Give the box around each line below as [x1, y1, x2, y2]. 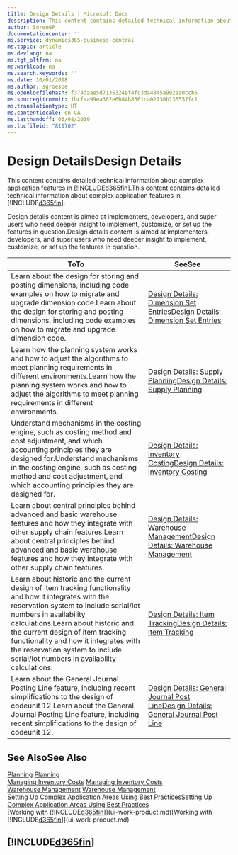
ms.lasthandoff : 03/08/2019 [7, 115, 91, 123]
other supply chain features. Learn [11, 527, 124, 537]
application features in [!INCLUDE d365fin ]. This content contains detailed [7, 183, 220, 192]
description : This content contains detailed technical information [7, 17, 214, 24]
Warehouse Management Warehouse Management [7, 786, 156, 794]
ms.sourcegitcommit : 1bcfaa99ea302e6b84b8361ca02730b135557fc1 [7, 96, 198, 103]
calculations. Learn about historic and [11, 618, 135, 628]
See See [174, 259, 201, 269]
